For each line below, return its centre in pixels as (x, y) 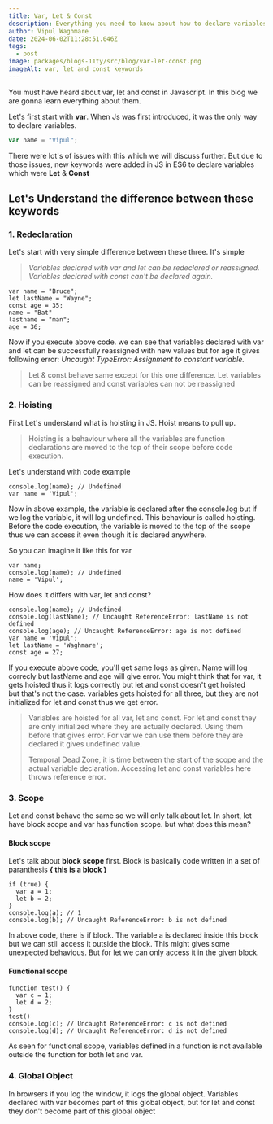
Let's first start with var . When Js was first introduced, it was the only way (133, 116)
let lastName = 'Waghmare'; (56, 645)
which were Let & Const (49, 173)
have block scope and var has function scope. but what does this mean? (130, 824)
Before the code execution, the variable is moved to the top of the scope (130, 526)
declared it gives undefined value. (85, 744)
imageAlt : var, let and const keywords (76, 69)
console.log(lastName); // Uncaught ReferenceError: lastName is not (129, 617)
